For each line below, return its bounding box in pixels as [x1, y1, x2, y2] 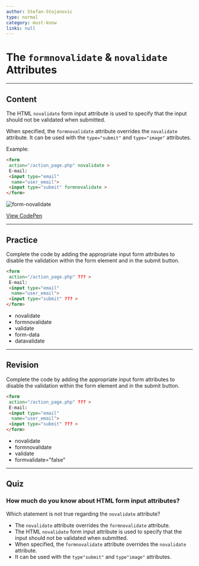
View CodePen [6, 212, 43, 219]
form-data [14, 331, 40, 338]
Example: [6, 146, 29, 152]
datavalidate [14, 337, 46, 344]
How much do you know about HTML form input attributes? [6, 497, 180, 505]
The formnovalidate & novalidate [6, 51, 168, 64]
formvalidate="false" [14, 456, 66, 463]
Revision [6, 360, 39, 370]
